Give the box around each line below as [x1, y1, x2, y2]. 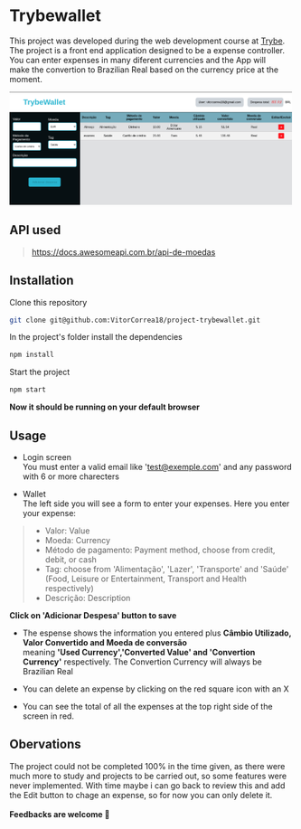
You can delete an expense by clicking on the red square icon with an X [22, 683, 289, 694]
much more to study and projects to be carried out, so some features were [9, 770, 287, 781]
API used [9, 222, 61, 238]
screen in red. [22, 711, 75, 721]
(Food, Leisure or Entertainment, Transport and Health [44, 573, 247, 584]
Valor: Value [44, 525, 90, 536]
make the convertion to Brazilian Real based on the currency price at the [9, 64, 278, 75]
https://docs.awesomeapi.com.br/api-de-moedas [31, 246, 216, 258]
